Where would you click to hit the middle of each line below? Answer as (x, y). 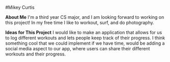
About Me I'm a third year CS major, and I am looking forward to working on (85, 17)
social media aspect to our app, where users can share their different (78, 49)
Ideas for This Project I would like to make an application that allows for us (84, 32)
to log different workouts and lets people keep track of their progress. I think (85, 38)
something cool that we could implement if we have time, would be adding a (85, 43)
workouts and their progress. (36, 54)
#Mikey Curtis (20, 7)
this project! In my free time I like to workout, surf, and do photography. (80, 23)
